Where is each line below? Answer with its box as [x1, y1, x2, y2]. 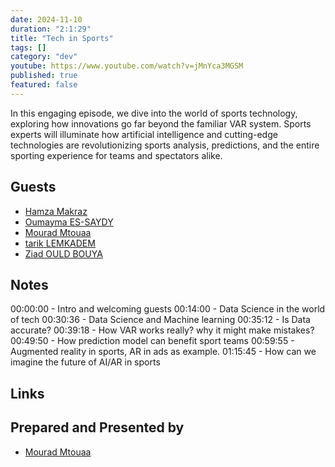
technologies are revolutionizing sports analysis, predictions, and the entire [10, 139, 320, 151]
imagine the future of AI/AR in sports [10, 356, 161, 368]
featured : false [10, 80, 78, 90]
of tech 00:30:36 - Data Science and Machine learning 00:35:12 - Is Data [10, 314, 311, 326]
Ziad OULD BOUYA [24, 247, 103, 260]
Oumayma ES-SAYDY [24, 216, 114, 228]
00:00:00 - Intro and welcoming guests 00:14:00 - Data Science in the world [10, 303, 326, 315]
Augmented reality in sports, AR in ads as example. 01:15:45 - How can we [10, 346, 317, 358]
